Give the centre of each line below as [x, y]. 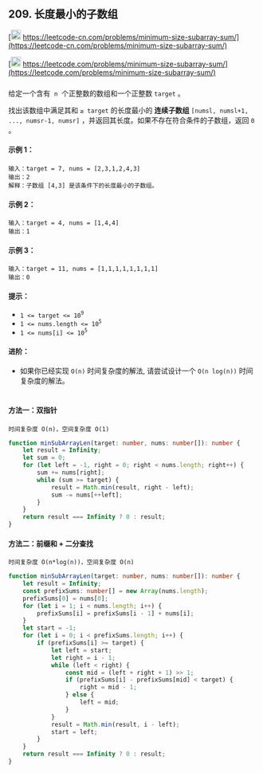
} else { [79, 695]
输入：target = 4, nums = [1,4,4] [64, 223]
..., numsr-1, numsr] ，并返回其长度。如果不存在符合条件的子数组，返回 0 [131, 120]
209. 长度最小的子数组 [63, 14]
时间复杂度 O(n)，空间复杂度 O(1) [59, 429]
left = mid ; [99, 702]
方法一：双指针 [33, 410]
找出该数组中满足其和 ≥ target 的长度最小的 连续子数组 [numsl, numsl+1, [128, 110]
